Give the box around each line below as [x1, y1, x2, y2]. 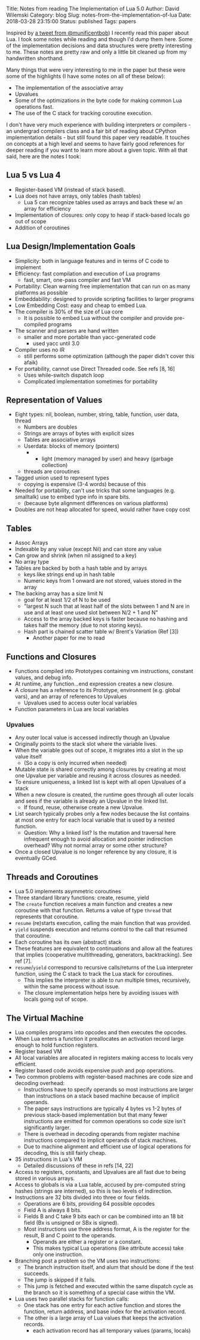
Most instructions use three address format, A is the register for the [23, 1225, 190, 1233]
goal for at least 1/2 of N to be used [23, 597, 111, 604]
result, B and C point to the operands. [23, 1231, 116, 1238]
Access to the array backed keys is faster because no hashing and [23, 615, 188, 623]
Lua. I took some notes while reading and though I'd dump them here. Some [6, 36, 193, 42]
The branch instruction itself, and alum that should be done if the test [23, 1263, 194, 1271]
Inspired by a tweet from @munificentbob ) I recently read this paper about [6, 29, 189, 36]
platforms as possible [14, 289, 68, 296]
